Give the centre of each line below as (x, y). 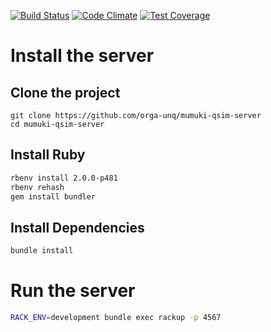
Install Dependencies (77, 227)
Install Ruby (48, 155)
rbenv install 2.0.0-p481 (64, 178)
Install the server (82, 56)
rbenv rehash (37, 187)
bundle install (42, 251)
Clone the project (65, 92)
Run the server (73, 291)
